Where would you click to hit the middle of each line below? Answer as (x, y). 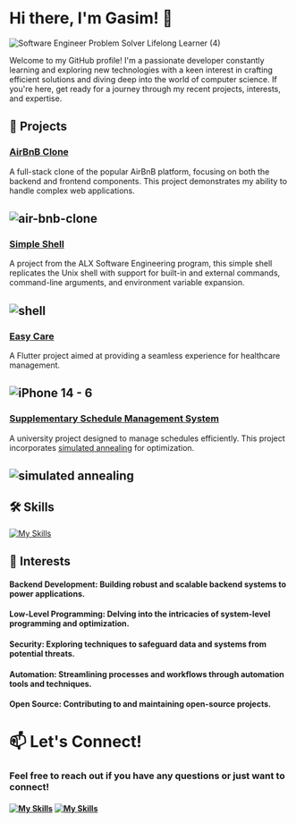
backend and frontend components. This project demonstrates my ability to (148, 181)
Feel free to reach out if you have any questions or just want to (147, 776)
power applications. (47, 593)
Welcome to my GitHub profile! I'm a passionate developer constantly (137, 60)
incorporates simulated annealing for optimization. (102, 447)
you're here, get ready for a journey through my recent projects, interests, (145, 89)
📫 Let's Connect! (76, 742)
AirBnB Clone (39, 152)
